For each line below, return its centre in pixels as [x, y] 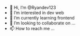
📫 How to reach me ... [32, 28]
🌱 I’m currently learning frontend [42, 18]
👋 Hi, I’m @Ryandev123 [33, 8]
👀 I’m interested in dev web [37, 13]
